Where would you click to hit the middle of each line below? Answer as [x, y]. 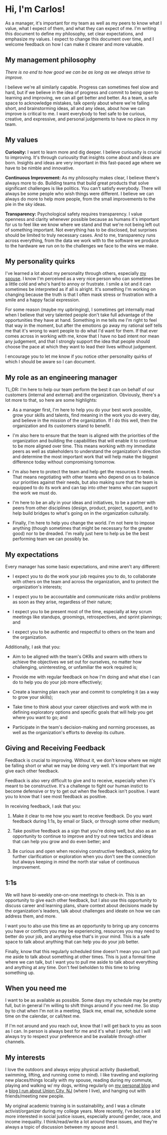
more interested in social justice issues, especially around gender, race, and [83, 1117]
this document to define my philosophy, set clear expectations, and [74, 33]
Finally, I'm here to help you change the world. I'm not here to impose [83, 523]
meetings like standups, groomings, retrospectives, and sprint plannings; [87, 617]
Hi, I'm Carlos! [35, 9]
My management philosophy [51, 60]
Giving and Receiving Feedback [55, 748]
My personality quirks [40, 261]
